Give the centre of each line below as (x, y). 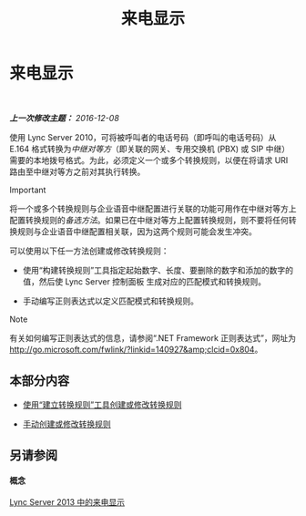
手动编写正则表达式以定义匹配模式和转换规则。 (110, 301)
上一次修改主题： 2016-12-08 (65, 118)
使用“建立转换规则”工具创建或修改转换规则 (102, 404)
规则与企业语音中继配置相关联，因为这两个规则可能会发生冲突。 (137, 231)
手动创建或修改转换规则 (66, 424)
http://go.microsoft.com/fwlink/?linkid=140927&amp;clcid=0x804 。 (136, 349)
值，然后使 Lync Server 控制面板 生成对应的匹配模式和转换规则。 (144, 281)
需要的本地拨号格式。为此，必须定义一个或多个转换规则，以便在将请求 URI (149, 160)
